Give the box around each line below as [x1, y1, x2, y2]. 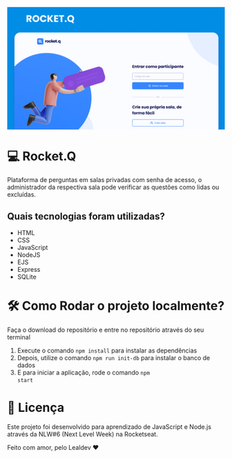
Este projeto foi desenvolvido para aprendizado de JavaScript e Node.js [7, 423, 212, 431]
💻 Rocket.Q [7, 148, 77, 164]
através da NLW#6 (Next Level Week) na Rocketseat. [7, 430, 158, 439]
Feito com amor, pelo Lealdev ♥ [7, 444, 99, 452]
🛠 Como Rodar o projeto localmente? [7, 298, 225, 314]
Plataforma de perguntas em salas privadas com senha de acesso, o [7, 176, 202, 184]
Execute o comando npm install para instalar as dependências [17, 346, 197, 355]
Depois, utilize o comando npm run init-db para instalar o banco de [17, 354, 211, 362]
